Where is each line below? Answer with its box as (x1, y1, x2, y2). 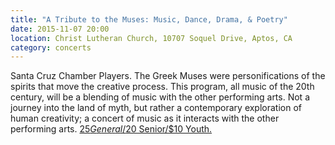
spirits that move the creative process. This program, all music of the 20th (10, 81, 315, 93)
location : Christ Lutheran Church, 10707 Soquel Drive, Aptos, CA (10, 33, 293, 43)
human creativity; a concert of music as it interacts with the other (10, 112, 280, 125)
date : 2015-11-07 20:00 (10, 24, 110, 34)
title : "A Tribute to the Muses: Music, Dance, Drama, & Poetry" (10, 14, 288, 25)
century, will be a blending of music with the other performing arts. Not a (10, 91, 310, 103)
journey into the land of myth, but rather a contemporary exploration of (10, 102, 303, 114)
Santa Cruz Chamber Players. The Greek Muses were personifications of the (10, 70, 326, 82)
